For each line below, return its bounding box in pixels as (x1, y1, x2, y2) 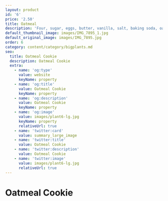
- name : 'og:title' (14, 81, 55, 86)
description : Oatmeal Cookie (9, 58, 70, 63)
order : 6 (5, 40, 23, 45)
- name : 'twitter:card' (14, 128, 64, 133)
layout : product (5, 7, 39, 12)
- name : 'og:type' (14, 68, 52, 73)
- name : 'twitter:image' (14, 156, 66, 161)
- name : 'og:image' (14, 109, 55, 115)
